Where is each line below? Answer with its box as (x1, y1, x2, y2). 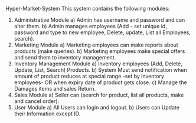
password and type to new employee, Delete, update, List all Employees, (14, 29, 191, 36)
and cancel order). (14, 98, 60, 105)
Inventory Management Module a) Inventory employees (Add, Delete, (14, 60, 182, 67)
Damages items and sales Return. (14, 85, 96, 92)
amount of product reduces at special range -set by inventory (14, 73, 165, 79)
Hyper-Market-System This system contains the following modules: (5, 5, 170, 12)
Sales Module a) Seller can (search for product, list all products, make (14, 91, 184, 98)
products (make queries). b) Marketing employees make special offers (14, 48, 185, 55)
